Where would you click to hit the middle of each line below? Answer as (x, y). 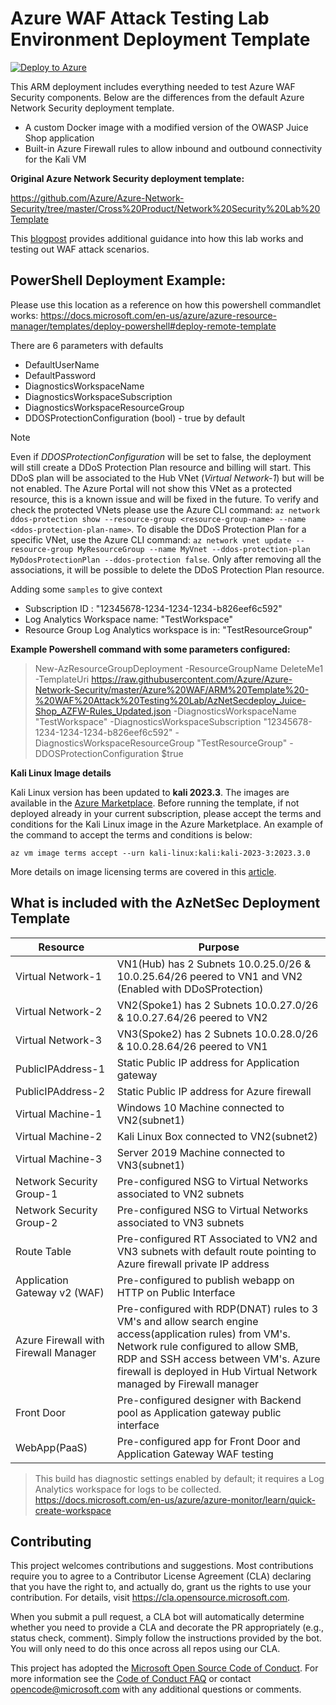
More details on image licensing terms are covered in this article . (143, 871)
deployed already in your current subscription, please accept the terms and (166, 813)
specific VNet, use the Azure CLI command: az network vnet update (151, 539)
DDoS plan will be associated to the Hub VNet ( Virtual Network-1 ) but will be (167, 478)
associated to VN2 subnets (180, 1194)
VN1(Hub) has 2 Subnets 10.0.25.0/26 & (214, 964)
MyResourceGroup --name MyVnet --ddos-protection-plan (194, 549)
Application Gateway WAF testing (195, 1454)
